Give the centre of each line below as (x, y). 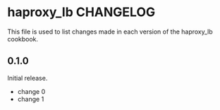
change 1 (31, 99)
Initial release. (28, 78)
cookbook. (23, 39)
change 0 (31, 91)
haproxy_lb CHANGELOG (81, 12)
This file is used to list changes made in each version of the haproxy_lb (110, 32)
